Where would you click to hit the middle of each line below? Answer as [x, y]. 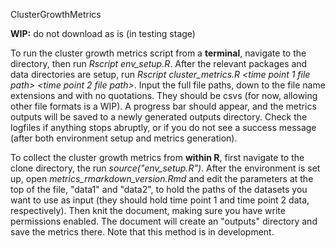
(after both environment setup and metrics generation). [124, 138]
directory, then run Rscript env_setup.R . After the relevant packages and [159, 63]
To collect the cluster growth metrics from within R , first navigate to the [157, 157]
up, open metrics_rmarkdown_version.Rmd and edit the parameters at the [162, 178]
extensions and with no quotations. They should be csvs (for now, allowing [164, 95]
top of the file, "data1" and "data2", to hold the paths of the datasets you [159, 189]
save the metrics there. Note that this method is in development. [142, 232]
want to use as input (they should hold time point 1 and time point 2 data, [160, 200]
